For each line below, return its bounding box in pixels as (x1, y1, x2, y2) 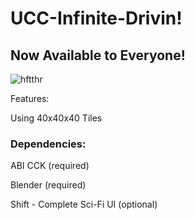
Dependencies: (10, 137, 87, 151)
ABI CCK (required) (10, 160, 90, 172)
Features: (10, 93, 50, 104)
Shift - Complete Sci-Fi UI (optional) (10, 198, 158, 211)
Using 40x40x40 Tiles (10, 112, 103, 124)
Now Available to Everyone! (10, 47, 186, 64)
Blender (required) (10, 179, 87, 191)
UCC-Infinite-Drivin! (10, 7, 183, 30)
